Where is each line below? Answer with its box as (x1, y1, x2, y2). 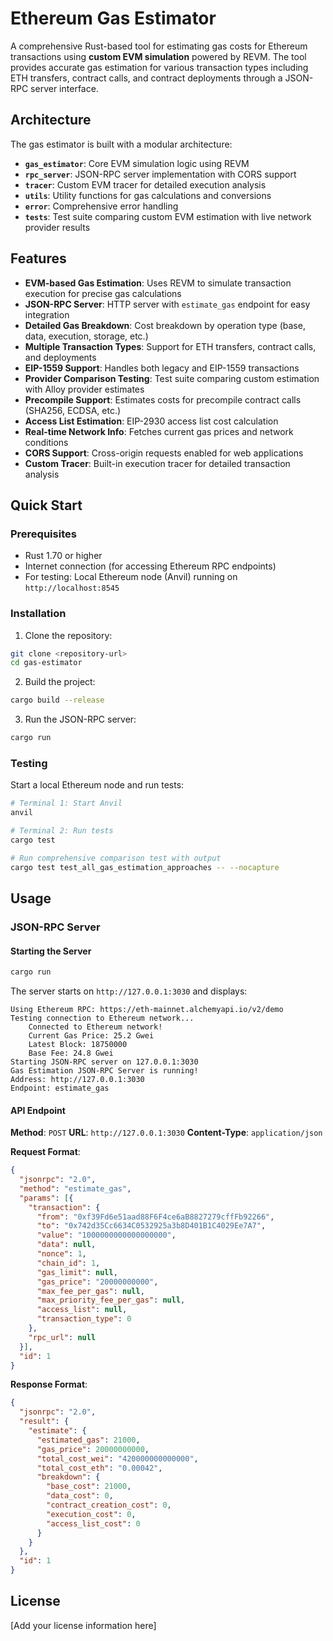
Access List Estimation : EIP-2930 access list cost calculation (24, 415, 279, 427)
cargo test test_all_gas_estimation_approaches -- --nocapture (10, 862, 280, 872)
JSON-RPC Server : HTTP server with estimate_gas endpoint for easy (24, 298, 311, 310)
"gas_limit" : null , (36, 1267, 118, 1277)
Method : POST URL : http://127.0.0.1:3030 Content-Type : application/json (10, 1127, 323, 1139)
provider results (24, 221, 91, 233)
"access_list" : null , (36, 1305, 128, 1315)
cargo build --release (10, 695, 105, 706)
